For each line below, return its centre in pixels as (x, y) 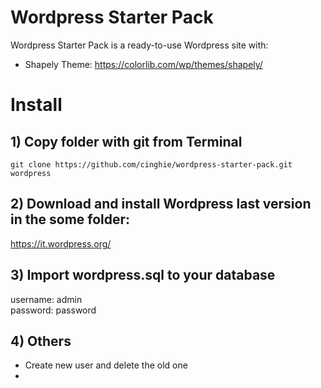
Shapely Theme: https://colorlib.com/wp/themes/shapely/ (143, 64)
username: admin (46, 299)
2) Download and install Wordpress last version (161, 204)
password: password (53, 310)
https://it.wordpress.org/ (61, 243)
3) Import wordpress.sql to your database (143, 275)
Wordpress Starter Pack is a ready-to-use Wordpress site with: (139, 45)
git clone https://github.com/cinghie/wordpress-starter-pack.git (151, 164)
